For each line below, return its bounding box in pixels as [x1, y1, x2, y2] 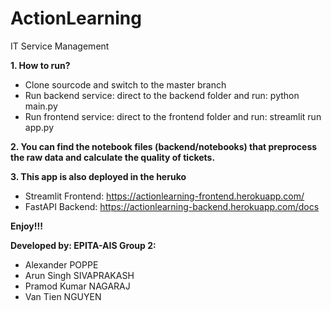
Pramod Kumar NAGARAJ [24, 280, 131, 292]
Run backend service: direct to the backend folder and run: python [24, 89, 300, 101]
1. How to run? [10, 59, 71, 71]
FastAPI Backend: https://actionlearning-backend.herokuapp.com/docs [24, 200, 320, 212]
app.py [24, 121, 55, 133]
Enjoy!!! [10, 220, 43, 232]
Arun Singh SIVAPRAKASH [24, 269, 135, 281]
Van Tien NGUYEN [24, 290, 102, 302]
